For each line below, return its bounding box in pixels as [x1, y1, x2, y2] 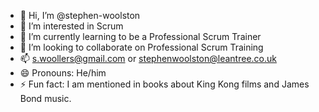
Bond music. [19, 93, 72, 104]
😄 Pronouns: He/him [19, 67, 107, 79]
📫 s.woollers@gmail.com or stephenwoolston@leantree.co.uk [19, 53, 277, 64]
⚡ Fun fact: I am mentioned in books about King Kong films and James [19, 78, 310, 90]
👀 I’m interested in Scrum [19, 20, 124, 32]
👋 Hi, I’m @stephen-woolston [19, 10, 141, 21]
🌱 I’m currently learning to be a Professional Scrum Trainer [19, 31, 262, 42]
